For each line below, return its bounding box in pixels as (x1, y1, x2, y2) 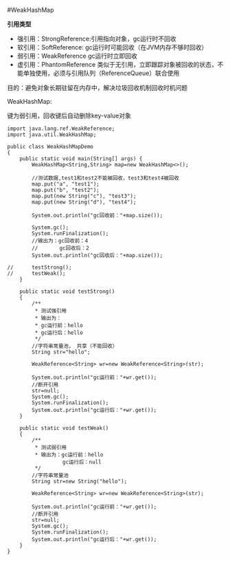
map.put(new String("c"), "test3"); (32, 192, 137, 199)
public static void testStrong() (19, 288, 115, 295)
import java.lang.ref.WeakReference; (7, 125, 115, 132)
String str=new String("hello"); (32, 478, 128, 485)
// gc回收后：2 (32, 245, 89, 252)
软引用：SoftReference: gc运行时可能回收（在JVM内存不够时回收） (16, 43, 208, 51)
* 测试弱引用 (34, 444, 67, 451)
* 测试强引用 (34, 307, 67, 314)
